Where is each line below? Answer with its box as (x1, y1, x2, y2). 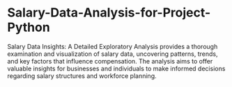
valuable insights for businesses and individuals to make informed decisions (7, 64, 226, 72)
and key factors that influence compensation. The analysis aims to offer (7, 57, 213, 65)
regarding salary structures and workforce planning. (7, 71, 157, 80)
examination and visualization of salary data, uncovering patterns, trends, (7, 50, 218, 58)
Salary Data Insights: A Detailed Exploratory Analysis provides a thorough (7, 42, 218, 50)
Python (7, 19, 50, 35)
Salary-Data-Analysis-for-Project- (7, 5, 211, 21)
